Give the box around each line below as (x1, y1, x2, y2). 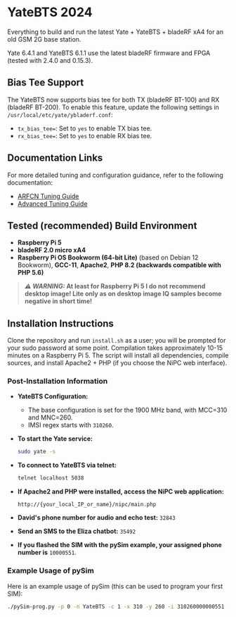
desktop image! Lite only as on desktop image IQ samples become (24, 290, 222, 298)
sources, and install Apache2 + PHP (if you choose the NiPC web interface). (7, 359, 228, 367)
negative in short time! (24, 297, 93, 305)
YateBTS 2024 (7, 4, 93, 20)
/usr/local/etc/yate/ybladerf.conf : (7, 110, 114, 118)
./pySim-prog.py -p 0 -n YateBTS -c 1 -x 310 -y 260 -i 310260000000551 (7, 603, 225, 610)
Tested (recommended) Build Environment (7, 219, 197, 231)
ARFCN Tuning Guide (17, 192, 79, 200)
